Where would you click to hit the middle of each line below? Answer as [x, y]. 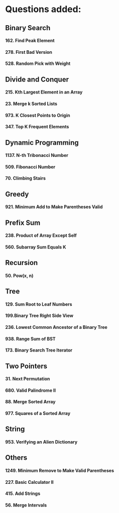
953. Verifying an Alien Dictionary [41, 442]
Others [16, 458]
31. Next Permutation [28, 379]
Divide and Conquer [37, 79]
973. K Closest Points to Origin [38, 115]
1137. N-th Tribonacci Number [37, 155]
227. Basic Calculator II [29, 482]
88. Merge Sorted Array [31, 402]
